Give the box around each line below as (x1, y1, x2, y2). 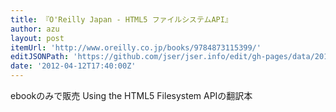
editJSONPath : (10, 52, 70, 62)
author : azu (10, 24, 60, 34)
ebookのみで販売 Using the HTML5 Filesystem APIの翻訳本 (10, 90, 253, 101)
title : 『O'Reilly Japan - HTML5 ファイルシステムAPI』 (10, 14, 233, 25)
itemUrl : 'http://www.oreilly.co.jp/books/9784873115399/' (10, 42, 262, 53)
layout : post (10, 33, 65, 43)
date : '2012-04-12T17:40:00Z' (10, 61, 137, 71)
